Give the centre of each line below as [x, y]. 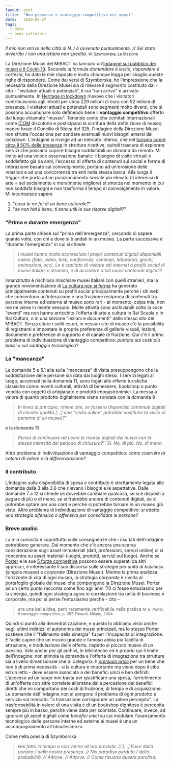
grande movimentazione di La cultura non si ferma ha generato [71, 286]
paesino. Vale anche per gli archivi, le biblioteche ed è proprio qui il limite [82, 651]
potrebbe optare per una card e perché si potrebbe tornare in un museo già [84, 504]
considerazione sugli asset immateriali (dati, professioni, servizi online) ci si [84, 551]
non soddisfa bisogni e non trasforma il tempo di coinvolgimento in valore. [83, 188]
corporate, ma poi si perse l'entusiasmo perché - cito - [63, 599]
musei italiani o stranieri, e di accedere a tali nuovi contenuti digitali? [90, 271]
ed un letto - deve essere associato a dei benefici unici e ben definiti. [78, 673]
